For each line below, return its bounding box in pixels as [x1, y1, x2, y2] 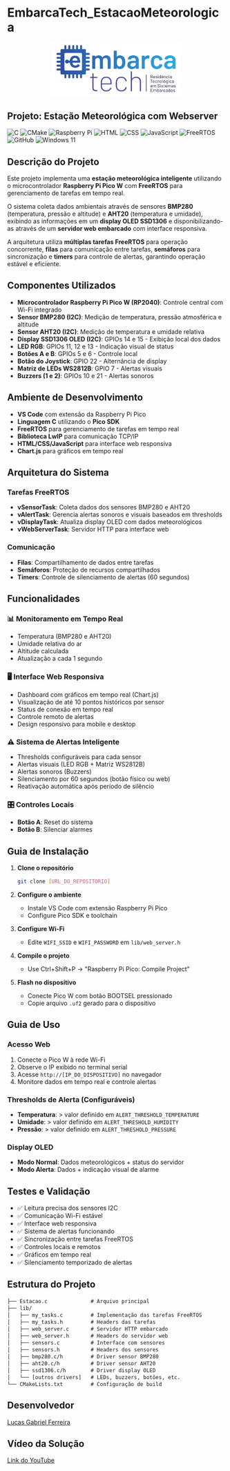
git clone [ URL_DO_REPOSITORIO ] [17, 878, 111, 886]
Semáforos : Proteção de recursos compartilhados [17, 565, 161, 574]
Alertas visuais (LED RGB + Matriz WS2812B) [17, 760, 146, 768]
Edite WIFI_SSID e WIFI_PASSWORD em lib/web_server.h [27, 938, 181, 946]
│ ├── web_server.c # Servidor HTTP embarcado [7, 1325, 169, 1332]
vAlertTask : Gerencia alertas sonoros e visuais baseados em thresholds [17, 510, 222, 519]
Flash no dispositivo [17, 978, 77, 986]
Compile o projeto [17, 951, 70, 959]
